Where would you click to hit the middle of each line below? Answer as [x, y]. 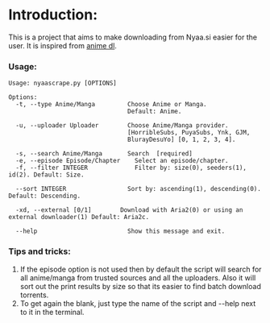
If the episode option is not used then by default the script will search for [141, 269]
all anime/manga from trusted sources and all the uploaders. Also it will [138, 277]
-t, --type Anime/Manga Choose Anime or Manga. [111, 105]
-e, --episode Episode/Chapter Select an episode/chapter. [122, 161]
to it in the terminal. [52, 312]
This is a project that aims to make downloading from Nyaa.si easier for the [133, 37]
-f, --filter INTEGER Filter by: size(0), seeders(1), [131, 168]
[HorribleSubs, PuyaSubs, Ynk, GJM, [189, 133]
